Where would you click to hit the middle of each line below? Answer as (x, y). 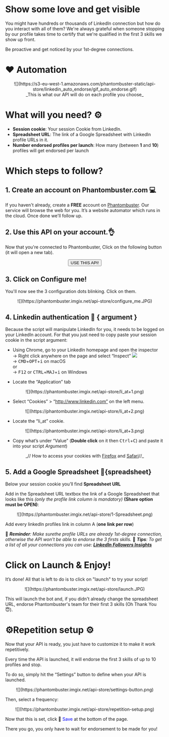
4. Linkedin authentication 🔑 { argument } (71, 317)
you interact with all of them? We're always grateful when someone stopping (85, 28)
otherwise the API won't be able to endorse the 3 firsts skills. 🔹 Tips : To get (84, 540)
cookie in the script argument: (36, 340)
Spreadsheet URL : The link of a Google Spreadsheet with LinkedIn (82, 134)
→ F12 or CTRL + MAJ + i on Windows (50, 372)
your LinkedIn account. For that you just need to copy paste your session (81, 335)
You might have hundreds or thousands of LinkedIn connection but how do (83, 23)
